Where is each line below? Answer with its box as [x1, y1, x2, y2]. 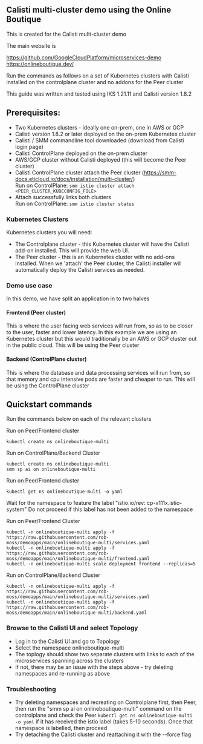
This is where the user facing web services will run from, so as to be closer [6, 322, 193, 329]
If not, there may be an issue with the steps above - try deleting [14, 663, 173, 671]
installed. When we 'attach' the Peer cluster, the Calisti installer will [14, 260, 182, 267]
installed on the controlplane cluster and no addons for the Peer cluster [6, 78, 184, 85]
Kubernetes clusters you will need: [6, 228, 92, 235]
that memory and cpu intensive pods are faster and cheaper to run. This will [6, 375, 195, 383]
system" [6, 505, 27, 513]
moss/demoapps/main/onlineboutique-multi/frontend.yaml [6, 556, 150, 562]
